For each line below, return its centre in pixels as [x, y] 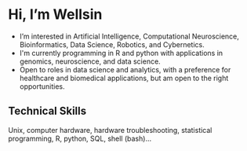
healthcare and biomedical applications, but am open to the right [124, 78]
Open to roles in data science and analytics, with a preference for [125, 69]
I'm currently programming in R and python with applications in [121, 53]
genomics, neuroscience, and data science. [90, 61]
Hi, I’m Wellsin [55, 15]
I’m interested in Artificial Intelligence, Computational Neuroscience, [129, 36]
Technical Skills [47, 111]
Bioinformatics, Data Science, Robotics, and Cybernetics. [112, 44]
